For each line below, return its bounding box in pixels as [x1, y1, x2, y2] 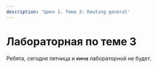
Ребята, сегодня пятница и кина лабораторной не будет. [6, 55, 152, 62]
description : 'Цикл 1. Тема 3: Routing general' [6, 8, 131, 15]
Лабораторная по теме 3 [6, 34, 137, 48]
